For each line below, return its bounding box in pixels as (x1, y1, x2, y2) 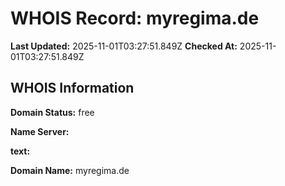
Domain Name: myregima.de (10, 164, 130, 176)
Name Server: (10, 125, 70, 137)
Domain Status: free (10, 106, 95, 118)
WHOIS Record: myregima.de (10, 7, 260, 30)
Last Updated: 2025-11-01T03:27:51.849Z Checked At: (10, 40, 238, 52)
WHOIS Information (10, 80, 135, 97)
